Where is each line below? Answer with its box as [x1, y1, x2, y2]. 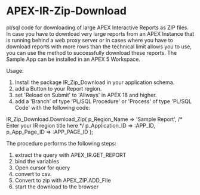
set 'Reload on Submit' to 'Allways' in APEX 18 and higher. [14, 91, 157, 98]
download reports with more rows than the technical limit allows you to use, [6, 43, 192, 50]
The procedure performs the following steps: [6, 140, 116, 147]
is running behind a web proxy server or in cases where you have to [6, 36, 173, 44]
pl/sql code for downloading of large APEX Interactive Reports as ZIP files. [6, 24, 189, 31]
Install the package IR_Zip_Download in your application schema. [14, 79, 175, 86]
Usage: [6, 67, 24, 74]
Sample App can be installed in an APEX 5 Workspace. [6, 55, 141, 63]
